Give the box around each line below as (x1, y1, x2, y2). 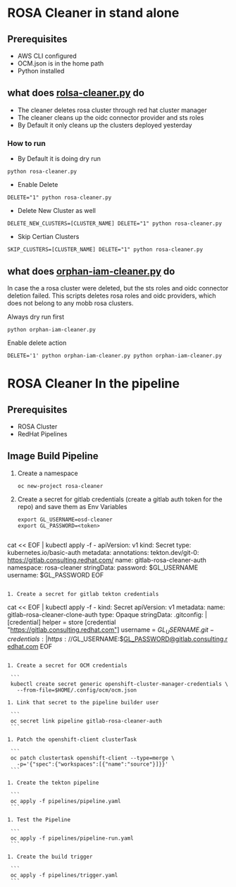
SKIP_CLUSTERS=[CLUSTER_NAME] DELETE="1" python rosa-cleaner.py (7, 246, 203, 253)
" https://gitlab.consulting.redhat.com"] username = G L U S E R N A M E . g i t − (7, 625, 215, 635)
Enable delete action (7, 338, 67, 347)
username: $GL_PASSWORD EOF (7, 570, 104, 579)
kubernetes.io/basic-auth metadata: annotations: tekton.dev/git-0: (7, 548, 199, 556)
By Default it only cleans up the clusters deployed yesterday (17, 121, 192, 129)
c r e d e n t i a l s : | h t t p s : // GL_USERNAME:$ (7, 635, 124, 643)
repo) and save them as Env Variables (17, 502, 128, 510)
